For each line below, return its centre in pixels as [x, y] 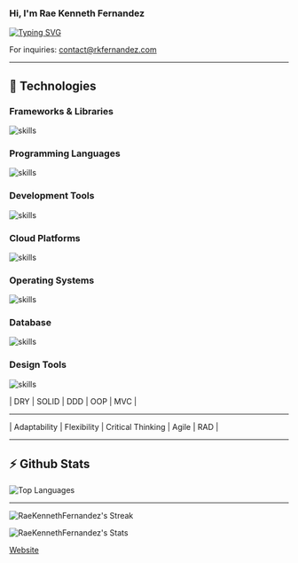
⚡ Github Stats [50, 464]
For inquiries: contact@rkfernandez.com [83, 50]
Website [24, 550]
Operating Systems [52, 280]
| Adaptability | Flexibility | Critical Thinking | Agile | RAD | [114, 426]
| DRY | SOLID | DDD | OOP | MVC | [73, 401]
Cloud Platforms [45, 238]
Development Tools [52, 196]
